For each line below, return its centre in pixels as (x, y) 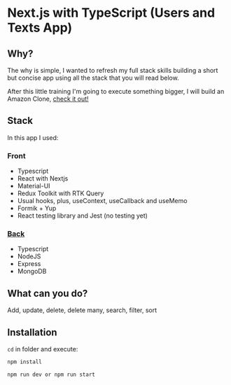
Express (29, 264)
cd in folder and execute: (43, 349)
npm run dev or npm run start (51, 374)
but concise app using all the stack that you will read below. (93, 78)
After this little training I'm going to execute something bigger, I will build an (116, 91)
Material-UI (34, 186)
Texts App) (40, 28)
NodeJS (29, 256)
